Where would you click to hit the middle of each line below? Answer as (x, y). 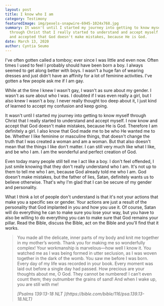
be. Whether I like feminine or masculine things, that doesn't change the (77, 136)
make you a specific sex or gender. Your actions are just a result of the (76, 202)
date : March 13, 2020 (27, 42)
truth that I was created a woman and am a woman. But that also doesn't (78, 141)
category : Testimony (26, 19)
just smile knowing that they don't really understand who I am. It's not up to (81, 166)
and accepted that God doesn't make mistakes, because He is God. (78, 37)
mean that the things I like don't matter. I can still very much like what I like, (81, 146)
